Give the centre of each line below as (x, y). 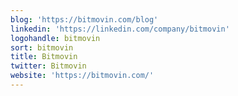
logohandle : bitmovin (55, 38)
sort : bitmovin (42, 47)
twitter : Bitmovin (48, 66)
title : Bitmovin (44, 57)
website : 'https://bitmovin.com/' (82, 76)
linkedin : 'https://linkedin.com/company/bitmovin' (120, 29)
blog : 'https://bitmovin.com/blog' (84, 19)
